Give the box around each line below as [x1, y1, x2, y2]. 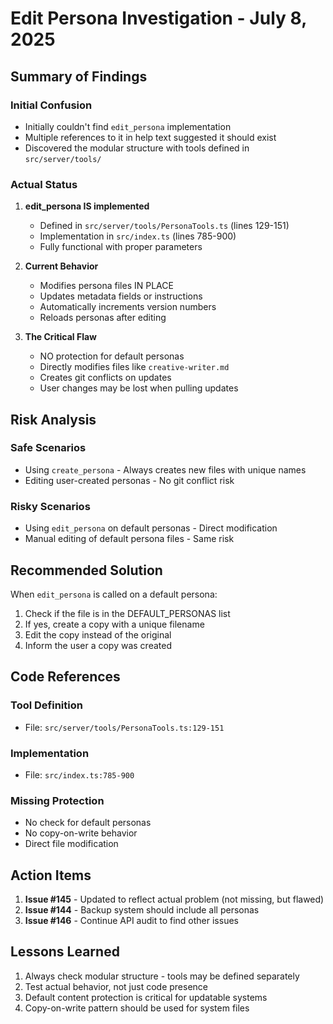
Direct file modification [24, 838, 119, 850]
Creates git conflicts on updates [39, 372, 172, 384]
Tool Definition [10, 698, 83, 712]
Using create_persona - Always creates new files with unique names [24, 463, 307, 476]
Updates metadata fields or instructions [39, 290, 203, 302]
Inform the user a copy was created [24, 639, 172, 651]
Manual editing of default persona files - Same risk [24, 533, 235, 545]
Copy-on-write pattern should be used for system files [24, 1002, 250, 1014]
